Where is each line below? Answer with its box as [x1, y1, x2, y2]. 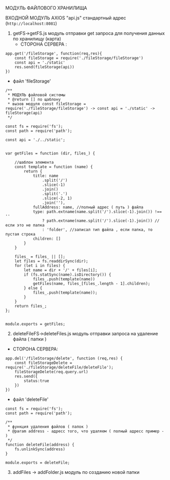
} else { [24, 285, 43, 291]
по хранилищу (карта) [12, 36, 62, 42]
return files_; [14, 303, 47, 309]
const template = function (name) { [14, 164, 93, 169]
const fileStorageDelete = [14, 360, 72, 366]
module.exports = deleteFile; [5, 460, 70, 465]
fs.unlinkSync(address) [14, 447, 66, 452]
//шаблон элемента [14, 160, 54, 165]
